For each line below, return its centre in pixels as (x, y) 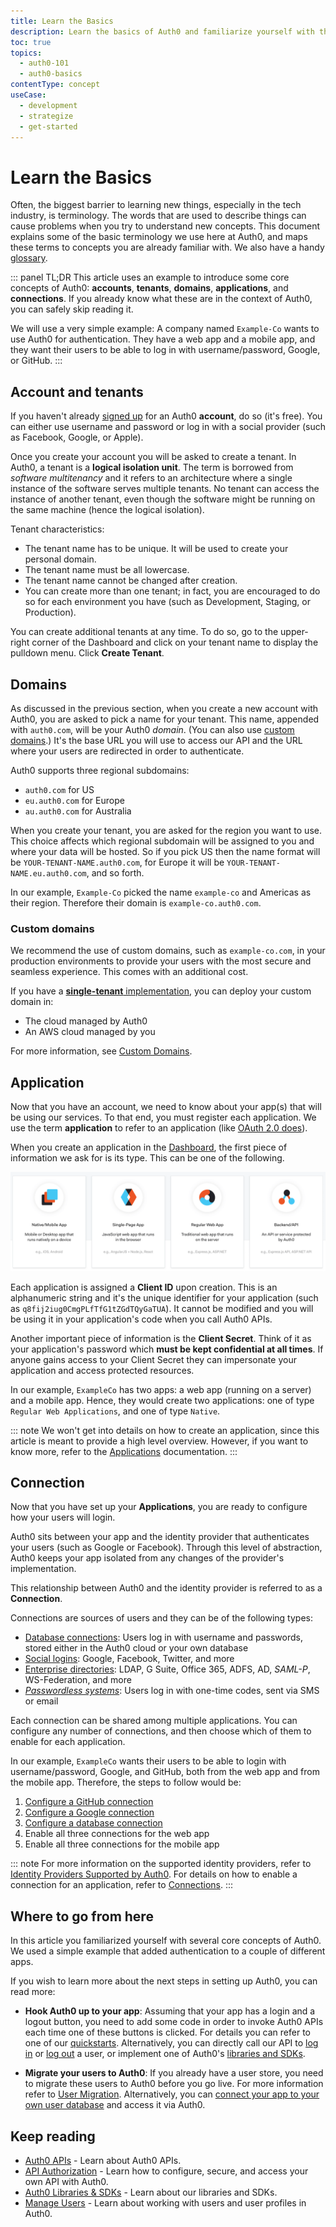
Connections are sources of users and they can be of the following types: (161, 1618)
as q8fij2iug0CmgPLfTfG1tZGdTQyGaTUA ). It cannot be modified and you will (162, 1308)
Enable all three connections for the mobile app (122, 1844)
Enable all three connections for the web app (117, 1834)
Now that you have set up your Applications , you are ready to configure (159, 1507)
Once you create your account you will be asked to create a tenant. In (153, 457)
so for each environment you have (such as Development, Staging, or (167, 602)
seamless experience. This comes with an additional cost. (129, 972)
